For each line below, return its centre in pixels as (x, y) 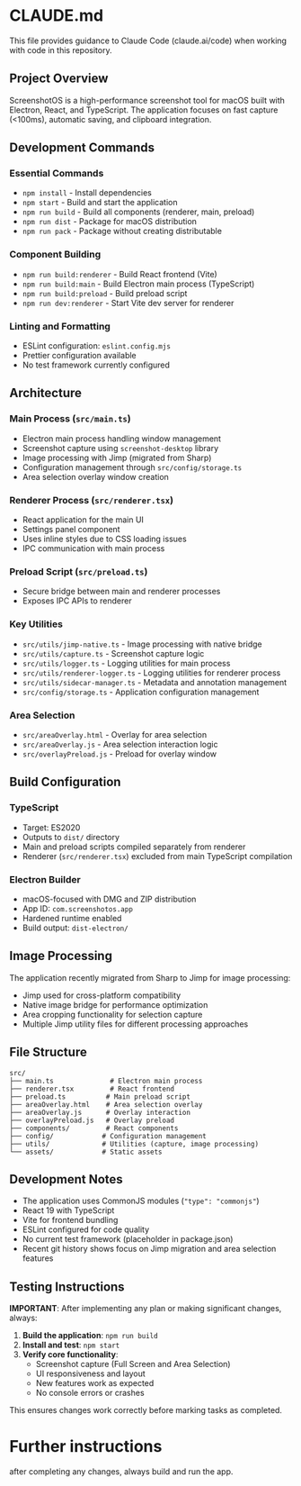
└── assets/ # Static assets (86, 1152)
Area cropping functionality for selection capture (112, 1014)
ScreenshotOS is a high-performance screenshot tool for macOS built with (147, 100)
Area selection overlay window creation (95, 476)
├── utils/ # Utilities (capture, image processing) (134, 1144)
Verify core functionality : (70, 1355)
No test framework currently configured (96, 365)
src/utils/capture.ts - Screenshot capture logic (113, 653)
